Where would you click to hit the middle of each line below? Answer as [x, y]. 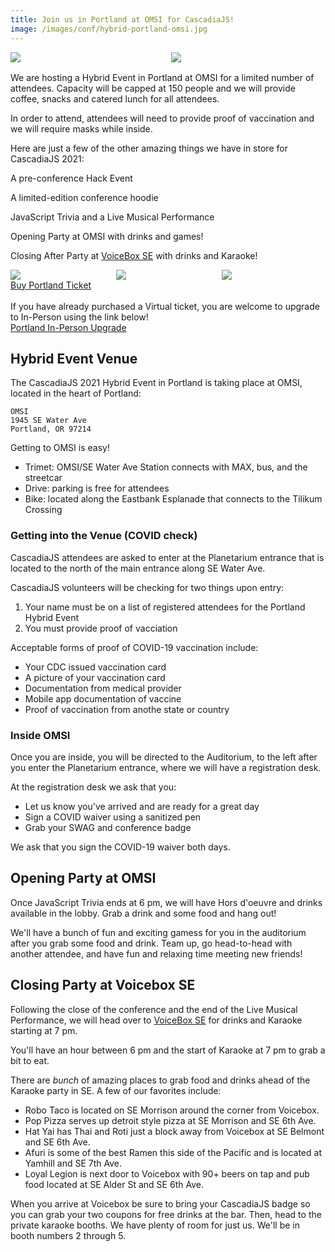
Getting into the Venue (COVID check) [104, 536]
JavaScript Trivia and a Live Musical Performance [112, 217]
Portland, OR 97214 [51, 429]
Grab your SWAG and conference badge [108, 827]
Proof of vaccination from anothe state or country [127, 709]
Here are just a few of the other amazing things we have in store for [149, 148]
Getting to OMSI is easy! [60, 448]
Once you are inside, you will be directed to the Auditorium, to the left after [164, 757]
